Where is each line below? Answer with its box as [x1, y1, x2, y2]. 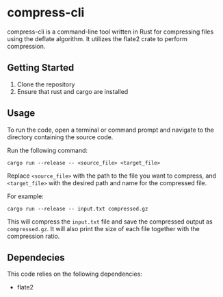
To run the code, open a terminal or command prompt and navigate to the [7, 126, 214, 134]
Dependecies [7, 252, 65, 263]
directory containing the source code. [7, 132, 114, 141]
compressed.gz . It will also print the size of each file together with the [7, 224, 200, 233]
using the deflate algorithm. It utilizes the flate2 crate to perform [7, 34, 188, 43]
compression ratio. [7, 232, 60, 240]
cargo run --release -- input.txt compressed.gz [7, 205, 148, 212]
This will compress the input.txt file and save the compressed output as [7, 217, 213, 226]
